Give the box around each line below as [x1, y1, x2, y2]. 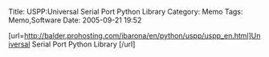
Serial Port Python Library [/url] [31, 39, 136, 49]
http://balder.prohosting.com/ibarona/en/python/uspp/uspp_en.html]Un [23, 31, 261, 40]
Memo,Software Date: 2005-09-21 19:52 [8, 15, 142, 25]
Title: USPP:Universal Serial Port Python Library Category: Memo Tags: [8, 7, 243, 16]
